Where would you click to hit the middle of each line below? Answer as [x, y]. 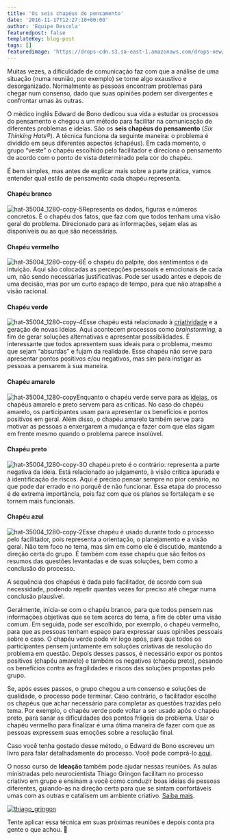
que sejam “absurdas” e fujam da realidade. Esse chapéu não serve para [110, 352]
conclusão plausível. [36, 597]
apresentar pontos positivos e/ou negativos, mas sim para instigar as [104, 359]
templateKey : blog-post [41, 39]
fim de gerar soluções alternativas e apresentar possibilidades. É [99, 337]
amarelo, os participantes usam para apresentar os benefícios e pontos [108, 411]
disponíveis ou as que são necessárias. [63, 231]
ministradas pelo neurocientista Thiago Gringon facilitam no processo [105, 774]
